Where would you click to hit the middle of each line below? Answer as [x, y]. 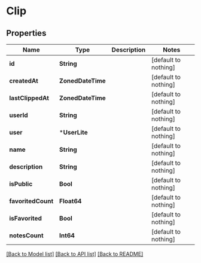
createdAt [24, 81]
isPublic [21, 184]
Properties [26, 33]
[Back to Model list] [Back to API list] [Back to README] [75, 254]
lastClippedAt [29, 98]
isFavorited [25, 218]
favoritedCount [31, 201]
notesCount [26, 236]
